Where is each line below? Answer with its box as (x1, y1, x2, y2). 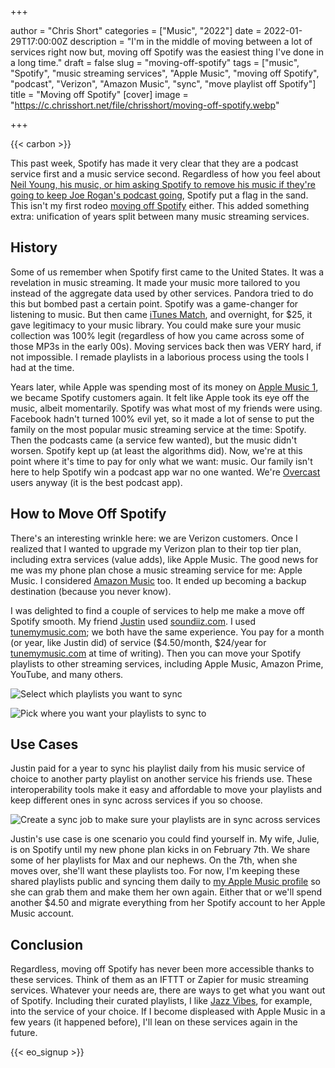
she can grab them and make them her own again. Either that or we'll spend (10, 886, 323, 898)
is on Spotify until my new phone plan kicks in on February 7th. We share (10, 844, 311, 856)
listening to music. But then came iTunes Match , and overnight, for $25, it (10, 308, 313, 320)
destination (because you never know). (10, 585, 172, 597)
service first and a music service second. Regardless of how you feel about (10, 168, 321, 180)
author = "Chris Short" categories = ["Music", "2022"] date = (10, 25, 262, 36)
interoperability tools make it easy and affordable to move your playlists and (10, 784, 323, 796)
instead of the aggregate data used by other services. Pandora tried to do (10, 287, 314, 299)
